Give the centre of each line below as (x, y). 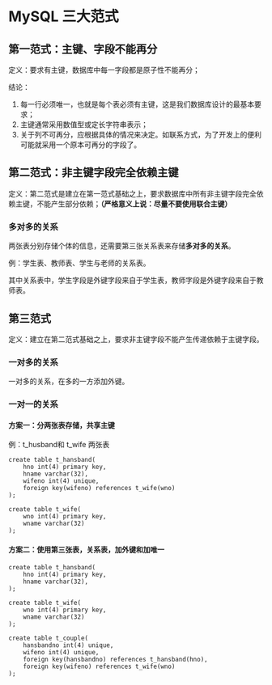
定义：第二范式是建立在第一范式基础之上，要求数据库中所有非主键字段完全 (132, 193)
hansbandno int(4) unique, (68, 645)
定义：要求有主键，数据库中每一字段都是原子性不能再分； (104, 70)
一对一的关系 (34, 404)
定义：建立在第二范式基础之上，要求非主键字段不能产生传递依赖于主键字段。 (136, 339)
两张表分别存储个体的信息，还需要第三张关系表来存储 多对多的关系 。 (122, 246)
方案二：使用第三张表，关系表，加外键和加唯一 (86, 549)
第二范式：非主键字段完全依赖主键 (93, 173)
